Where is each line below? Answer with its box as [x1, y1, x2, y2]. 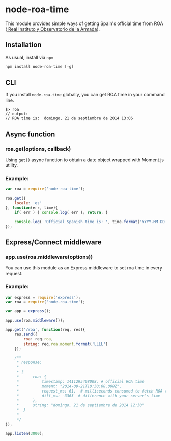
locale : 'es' [14, 201, 42, 206]
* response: [16, 360, 42, 365]
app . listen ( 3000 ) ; [5, 431, 44, 436]
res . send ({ [14, 332, 38, 337]
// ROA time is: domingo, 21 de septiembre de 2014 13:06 [5, 116, 133, 121]
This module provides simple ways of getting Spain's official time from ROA [5, 20, 164, 27]
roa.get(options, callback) [5, 145, 71, 152]
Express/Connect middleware [5, 238, 102, 247]
